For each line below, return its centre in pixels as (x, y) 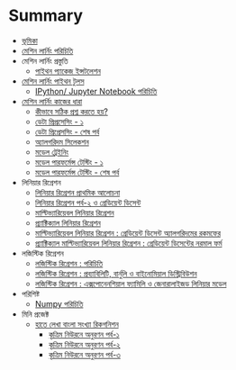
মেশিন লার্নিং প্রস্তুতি (45, 60)
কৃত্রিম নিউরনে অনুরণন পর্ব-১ (84, 334)
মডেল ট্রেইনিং (52, 152)
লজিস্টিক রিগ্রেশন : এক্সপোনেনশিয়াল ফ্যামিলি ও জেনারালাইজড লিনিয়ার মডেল (131, 284)
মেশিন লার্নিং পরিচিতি (47, 50)
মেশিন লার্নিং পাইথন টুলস (53, 81)
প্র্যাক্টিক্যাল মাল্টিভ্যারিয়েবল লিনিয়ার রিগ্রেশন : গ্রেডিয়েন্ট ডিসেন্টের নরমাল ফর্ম (128, 243)
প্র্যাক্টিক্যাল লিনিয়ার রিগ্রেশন (68, 222)
